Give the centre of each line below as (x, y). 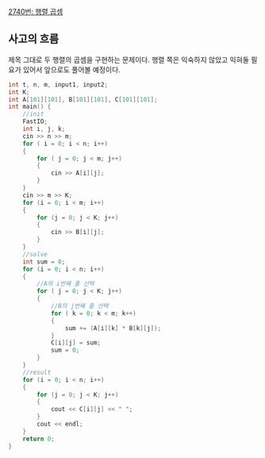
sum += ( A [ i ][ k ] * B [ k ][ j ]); (113, 328)
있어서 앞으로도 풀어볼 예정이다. (71, 69)
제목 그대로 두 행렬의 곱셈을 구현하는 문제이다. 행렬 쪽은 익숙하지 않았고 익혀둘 (129, 60)
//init (33, 114)
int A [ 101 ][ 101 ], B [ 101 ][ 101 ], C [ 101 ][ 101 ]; (83, 99)
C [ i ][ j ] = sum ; (76, 343)
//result (37, 372)
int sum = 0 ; (44, 262)
